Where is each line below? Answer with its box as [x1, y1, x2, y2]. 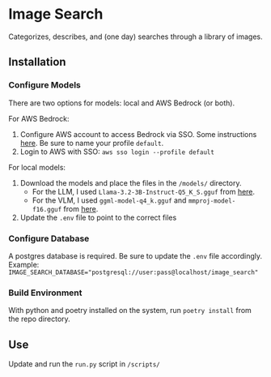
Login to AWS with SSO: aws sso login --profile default [19, 147, 214, 156]
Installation [8, 55, 66, 69]
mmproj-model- [188, 196, 236, 205]
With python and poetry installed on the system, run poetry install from [8, 306, 252, 315]
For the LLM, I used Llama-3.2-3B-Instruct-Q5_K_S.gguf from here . [32, 186, 256, 196]
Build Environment [8, 287, 83, 298]
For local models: [8, 162, 66, 172]
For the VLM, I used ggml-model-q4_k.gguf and [32, 195, 187, 205]
